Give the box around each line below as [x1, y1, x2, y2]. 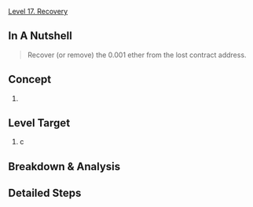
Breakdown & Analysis [8, 160, 121, 173]
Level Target [8, 117, 71, 130]
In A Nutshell [8, 29, 72, 42]
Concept [8, 73, 52, 86]
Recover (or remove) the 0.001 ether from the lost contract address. [27, 50, 247, 60]
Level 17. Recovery [8, 7, 68, 16]
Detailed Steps [8, 187, 82, 200]
